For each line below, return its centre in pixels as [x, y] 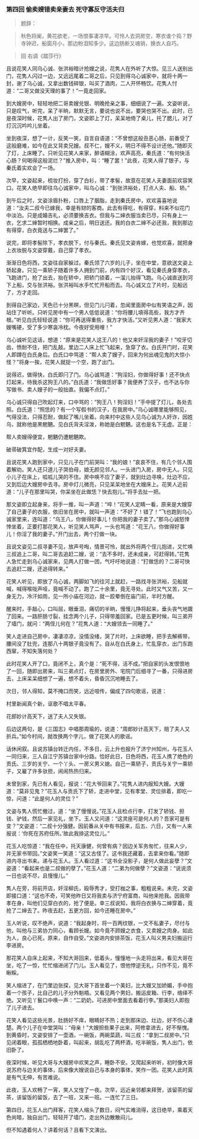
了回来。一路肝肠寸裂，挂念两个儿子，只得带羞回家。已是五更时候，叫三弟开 [99, 616]
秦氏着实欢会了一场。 [32, 168]
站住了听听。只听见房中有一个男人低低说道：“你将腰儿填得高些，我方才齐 [96, 312]
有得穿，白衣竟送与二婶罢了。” [42, 230]
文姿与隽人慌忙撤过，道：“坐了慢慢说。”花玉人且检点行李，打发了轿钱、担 [95, 811]
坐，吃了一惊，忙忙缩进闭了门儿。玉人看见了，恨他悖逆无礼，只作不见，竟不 [99, 965]
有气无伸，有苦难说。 [37, 1077]
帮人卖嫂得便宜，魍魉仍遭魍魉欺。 [48, 437]
